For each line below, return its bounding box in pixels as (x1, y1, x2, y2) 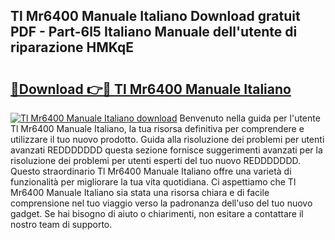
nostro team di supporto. (10, 219, 113, 230)
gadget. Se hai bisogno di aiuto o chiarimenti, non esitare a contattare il (10, 208, 304, 219)
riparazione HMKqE (10, 39, 135, 56)
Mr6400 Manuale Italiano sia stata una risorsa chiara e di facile (10, 187, 270, 198)
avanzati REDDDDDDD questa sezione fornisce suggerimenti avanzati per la (10, 144, 323, 156)
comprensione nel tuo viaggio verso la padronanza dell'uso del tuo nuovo (10, 197, 313, 209)
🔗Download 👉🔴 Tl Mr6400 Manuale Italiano (10, 80, 292, 98)
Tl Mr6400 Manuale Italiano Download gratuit (10, 8, 301, 25)
